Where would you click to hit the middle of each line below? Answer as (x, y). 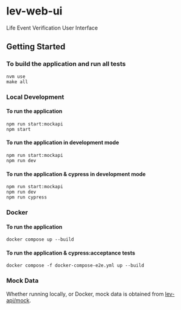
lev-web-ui (34, 11)
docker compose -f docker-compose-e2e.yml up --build (75, 266)
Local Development (35, 96)
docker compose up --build (40, 239)
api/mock (18, 300)
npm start (19, 129)
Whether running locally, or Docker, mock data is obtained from (85, 294)
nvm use (16, 77)
